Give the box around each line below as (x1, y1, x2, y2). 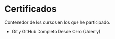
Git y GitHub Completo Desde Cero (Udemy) (11, 28, 101, 34)
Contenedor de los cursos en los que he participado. (4, 19, 111, 25)
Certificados (4, 3, 57, 14)
